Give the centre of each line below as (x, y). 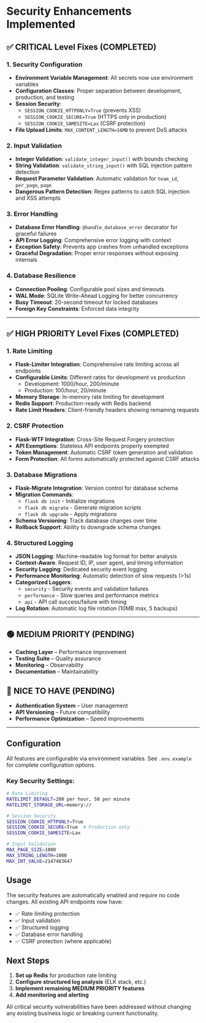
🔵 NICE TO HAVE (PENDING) (61, 691)
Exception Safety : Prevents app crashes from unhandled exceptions (102, 247)
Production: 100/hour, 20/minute (65, 390)
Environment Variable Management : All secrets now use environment (104, 77)
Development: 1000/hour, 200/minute (72, 384)
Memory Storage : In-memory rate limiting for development (90, 397)
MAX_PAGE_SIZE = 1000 (31, 850)
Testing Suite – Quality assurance (58, 659)
